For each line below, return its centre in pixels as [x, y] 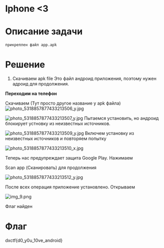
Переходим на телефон [31, 93]
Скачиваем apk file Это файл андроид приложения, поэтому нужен [84, 78]
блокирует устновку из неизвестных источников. [58, 123]
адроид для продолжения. [40, 84]
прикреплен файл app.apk [31, 45]
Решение [25, 65]
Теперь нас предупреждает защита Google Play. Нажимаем [69, 158]
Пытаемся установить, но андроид [121, 118]
